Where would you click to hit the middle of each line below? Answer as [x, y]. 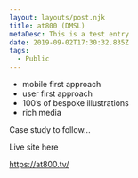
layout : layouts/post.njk [57, 17]
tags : [19, 51]
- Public [33, 59]
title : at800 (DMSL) [48, 26]
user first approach [57, 93]
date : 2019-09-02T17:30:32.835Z [69, 42]
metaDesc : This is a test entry [69, 34]
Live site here [34, 147]
